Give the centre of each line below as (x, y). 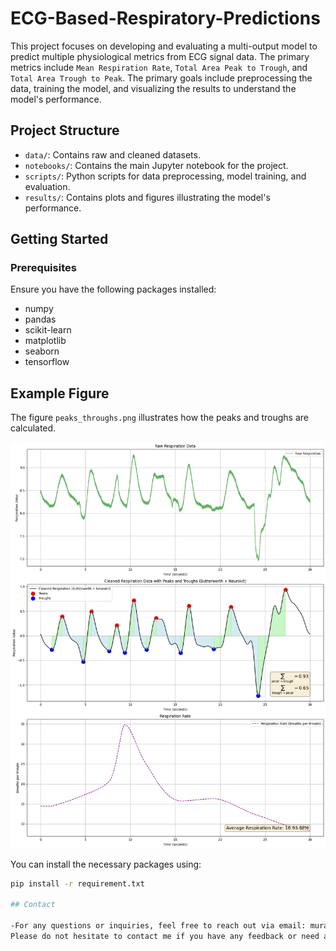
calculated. (33, 428)
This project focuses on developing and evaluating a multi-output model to (164, 46)
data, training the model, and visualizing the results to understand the (153, 88)
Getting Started (59, 239)
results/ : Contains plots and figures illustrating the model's (147, 197)
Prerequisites (43, 268)
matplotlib (45, 341)
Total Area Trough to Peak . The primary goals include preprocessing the (161, 78)
